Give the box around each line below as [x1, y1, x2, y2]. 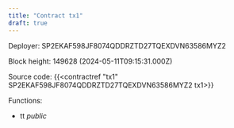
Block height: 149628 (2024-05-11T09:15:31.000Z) [8, 56, 173, 66]
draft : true [8, 19, 48, 27]
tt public [19, 111, 48, 120]
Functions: [8, 95, 43, 105]
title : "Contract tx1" [8, 11, 83, 20]
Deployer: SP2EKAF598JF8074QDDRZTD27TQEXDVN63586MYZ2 [8, 41, 226, 50]
